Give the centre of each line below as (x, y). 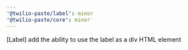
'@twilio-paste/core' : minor (48, 20)
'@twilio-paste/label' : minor (50, 13)
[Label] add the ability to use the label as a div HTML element (94, 39)
